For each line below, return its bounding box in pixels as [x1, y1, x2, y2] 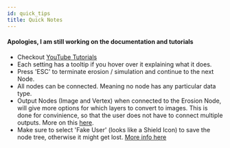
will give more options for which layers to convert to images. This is [16, 103, 208, 112]
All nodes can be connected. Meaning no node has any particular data [16, 82, 216, 90]
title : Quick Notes [7, 16, 63, 23]
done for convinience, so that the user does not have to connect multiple [16, 111, 223, 119]
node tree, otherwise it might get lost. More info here [16, 133, 167, 141]
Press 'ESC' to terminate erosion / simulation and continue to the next [16, 67, 214, 75]
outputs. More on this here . [16, 118, 94, 127]
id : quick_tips [7, 10, 51, 17]
